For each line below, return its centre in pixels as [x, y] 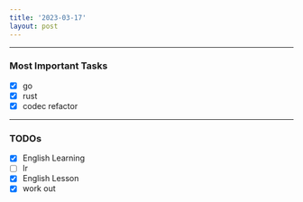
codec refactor [50, 106]
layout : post [34, 26]
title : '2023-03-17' [48, 18]
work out [39, 188]
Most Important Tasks [59, 66]
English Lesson [50, 179]
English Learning [54, 158]
